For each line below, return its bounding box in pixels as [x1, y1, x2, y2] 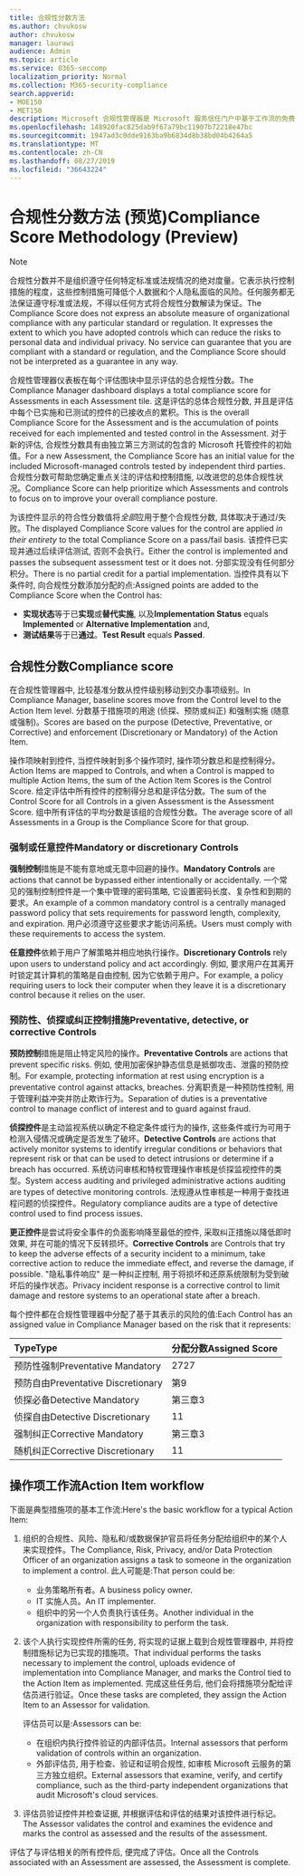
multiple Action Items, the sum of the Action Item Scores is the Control [9, 775, 271, 786]
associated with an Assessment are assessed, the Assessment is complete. [9, 1856, 291, 1867]
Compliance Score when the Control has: [9, 590, 163, 601]
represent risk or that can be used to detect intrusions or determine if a [9, 1152, 274, 1164]
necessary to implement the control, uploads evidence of [22, 1657, 236, 1668]
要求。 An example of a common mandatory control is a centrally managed [9, 898, 287, 909]
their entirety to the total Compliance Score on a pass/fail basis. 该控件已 [9, 534, 280, 545]
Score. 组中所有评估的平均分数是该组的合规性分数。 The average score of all [9, 807, 293, 818]
